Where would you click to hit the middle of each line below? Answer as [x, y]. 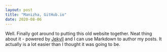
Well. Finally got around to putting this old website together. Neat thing [79, 34]
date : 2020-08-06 [24, 19]
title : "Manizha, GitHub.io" [36, 15]
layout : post [19, 10]
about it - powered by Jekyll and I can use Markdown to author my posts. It [83, 39]
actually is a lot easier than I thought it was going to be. [63, 44]
